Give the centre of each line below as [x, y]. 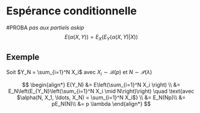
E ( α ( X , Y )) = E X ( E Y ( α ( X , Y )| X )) [101, 37]
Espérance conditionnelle [72, 11]
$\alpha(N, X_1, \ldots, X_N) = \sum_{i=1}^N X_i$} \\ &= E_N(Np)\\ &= [101, 97]
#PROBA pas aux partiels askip [45, 28]
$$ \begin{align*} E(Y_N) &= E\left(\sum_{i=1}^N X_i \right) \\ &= [101, 85]
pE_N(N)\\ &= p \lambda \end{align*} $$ [101, 104]
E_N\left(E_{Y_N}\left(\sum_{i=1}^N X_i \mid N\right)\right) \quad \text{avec [101, 91]
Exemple [23, 57]
